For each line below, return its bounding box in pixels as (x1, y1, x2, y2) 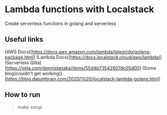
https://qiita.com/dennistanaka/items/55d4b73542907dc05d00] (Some (6, 65, 156, 71)
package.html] (5, 54, 35, 60)
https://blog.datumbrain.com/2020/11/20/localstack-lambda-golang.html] (6, 75, 161, 82)
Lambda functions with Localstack (5, 4, 154, 15)
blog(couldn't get (5, 70, 41, 76)
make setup (17, 104, 42, 110)
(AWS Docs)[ (5, 48, 32, 54)
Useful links (5, 35, 44, 44)
